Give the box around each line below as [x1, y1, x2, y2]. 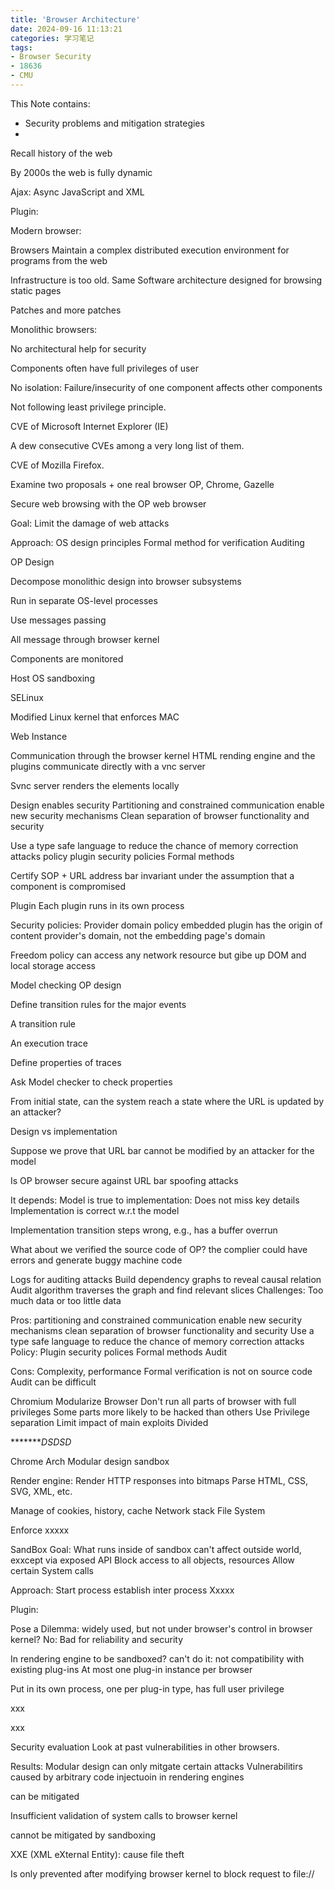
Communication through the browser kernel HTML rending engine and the [10, 749, 316, 761]
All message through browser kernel [10, 633, 160, 645]
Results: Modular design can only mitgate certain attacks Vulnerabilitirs [10, 1760, 303, 1772]
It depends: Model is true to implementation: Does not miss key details [10, 1194, 300, 1206]
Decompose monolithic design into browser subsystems [10, 575, 242, 587]
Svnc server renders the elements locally [10, 779, 180, 791]
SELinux [10, 691, 44, 703]
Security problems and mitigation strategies [24, 117, 205, 129]
